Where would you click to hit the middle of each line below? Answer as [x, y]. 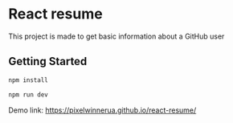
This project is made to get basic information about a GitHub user [117, 36]
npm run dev [28, 94]
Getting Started [48, 61]
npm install [28, 80]
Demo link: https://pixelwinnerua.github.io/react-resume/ [102, 110]
